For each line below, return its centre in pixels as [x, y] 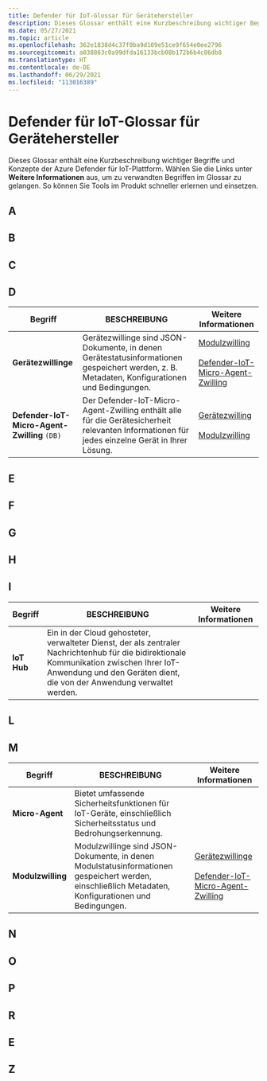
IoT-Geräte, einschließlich [123, 813]
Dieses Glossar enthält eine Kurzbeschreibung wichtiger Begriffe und [122, 161]
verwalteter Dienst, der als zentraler [113, 642]
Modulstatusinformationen [124, 866]
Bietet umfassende [109, 793]
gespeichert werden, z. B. [130, 368]
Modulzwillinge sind [112, 846]
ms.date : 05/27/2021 [43, 30]
